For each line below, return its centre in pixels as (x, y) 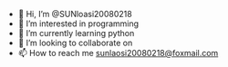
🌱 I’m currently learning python (76, 33)
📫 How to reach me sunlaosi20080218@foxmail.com (118, 53)
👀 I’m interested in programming (78, 24)
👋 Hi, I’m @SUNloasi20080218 (75, 14)
